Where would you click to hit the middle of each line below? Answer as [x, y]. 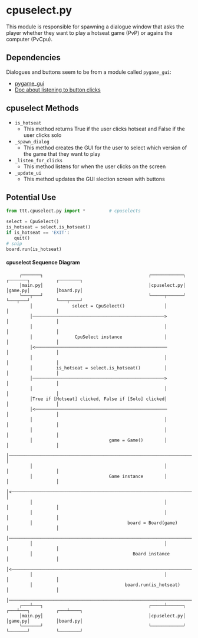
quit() [22, 238]
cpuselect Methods [42, 108]
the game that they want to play [62, 153]
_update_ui [28, 173]
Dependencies [33, 58]
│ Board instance [100, 554]
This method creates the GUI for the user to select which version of [105, 148]
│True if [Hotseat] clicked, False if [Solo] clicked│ [98, 399]
